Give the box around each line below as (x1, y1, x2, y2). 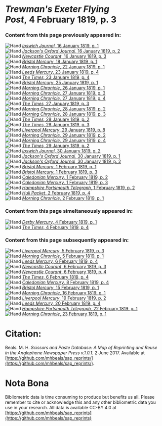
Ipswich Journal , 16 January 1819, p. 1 (22, 43, 99, 49)
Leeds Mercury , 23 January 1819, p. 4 (22, 69, 99, 75)
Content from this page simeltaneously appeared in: (5, 208, 133, 215)
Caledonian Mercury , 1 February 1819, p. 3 (22, 180, 108, 186)
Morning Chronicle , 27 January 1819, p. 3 (22, 90, 106, 96)
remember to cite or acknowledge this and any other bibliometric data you (5, 399, 156, 405)
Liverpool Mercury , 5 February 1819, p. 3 (22, 248, 105, 254)
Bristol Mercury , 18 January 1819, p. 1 (22, 58, 98, 65)
